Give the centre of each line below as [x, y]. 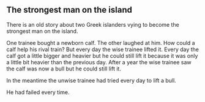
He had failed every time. [38, 92]
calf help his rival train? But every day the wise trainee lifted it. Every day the [103, 49]
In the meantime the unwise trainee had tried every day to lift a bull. [91, 80]
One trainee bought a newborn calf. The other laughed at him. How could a [101, 42]
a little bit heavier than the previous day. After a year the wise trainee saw [99, 62]
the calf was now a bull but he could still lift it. [64, 69]
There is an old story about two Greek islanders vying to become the [93, 24]
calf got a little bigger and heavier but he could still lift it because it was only [102, 56]
